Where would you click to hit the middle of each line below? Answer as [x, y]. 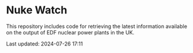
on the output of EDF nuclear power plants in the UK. [70, 32]
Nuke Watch [37, 10]
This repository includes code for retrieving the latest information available [97, 26]
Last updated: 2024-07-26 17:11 [45, 44]
